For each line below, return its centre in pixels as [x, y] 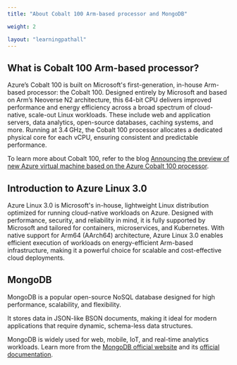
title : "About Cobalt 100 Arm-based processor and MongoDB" [98, 14]
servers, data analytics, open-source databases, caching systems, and [110, 122]
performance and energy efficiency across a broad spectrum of [100, 107]
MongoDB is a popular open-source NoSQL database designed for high [111, 297]
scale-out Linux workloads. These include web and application [119, 115]
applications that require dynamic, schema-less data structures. [100, 325]
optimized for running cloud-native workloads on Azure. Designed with [110, 213]
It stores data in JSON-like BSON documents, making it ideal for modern [112, 318]
